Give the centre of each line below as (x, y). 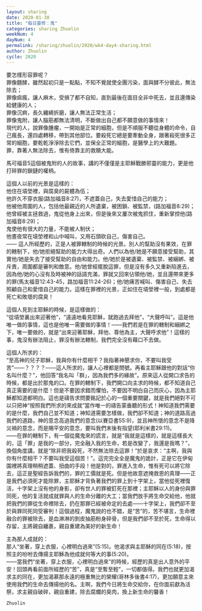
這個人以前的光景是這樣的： (41, 183)
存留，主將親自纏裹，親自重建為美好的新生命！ (64, 526)
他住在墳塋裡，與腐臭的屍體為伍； (48, 191)
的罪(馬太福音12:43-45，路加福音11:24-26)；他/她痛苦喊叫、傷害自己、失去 (99, 281)
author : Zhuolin (26, 51)
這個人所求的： (25, 352)
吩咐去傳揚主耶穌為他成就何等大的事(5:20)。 (77, 554)
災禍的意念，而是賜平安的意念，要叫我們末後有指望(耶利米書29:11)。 (91, 428)
